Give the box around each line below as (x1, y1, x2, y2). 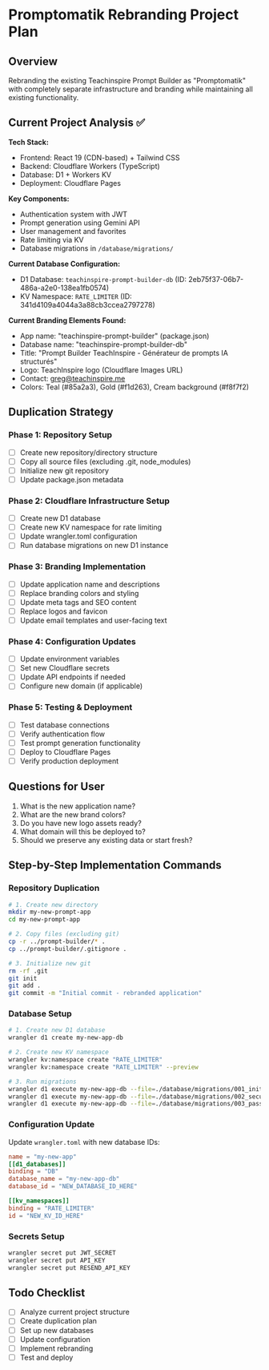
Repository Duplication (8, 883, 100, 894)
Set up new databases (19, 1325, 94, 1335)
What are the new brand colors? (19, 809, 126, 819)
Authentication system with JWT (19, 209, 128, 219)
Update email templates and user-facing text (19, 615, 167, 625)
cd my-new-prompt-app (8, 916, 81, 924)
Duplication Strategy (8, 405, 114, 419)
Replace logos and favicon (19, 606, 108, 616)
